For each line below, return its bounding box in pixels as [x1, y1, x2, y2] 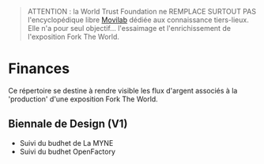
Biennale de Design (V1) [8, 117, 128, 131]
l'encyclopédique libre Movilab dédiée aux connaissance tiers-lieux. [27, 15, 249, 25]
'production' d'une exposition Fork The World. [8, 94, 158, 104]
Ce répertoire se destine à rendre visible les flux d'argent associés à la [8, 86, 238, 95]
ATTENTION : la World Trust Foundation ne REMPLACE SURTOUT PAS [27, 7, 257, 16]
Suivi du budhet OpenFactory [19, 147, 116, 156]
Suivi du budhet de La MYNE [19, 138, 114, 147]
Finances [8, 59, 70, 78]
